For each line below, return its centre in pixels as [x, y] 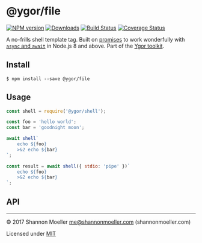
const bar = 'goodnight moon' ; [45, 128]
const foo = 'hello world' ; [41, 122]
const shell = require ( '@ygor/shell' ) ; [56, 111]
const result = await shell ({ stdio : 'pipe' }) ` [68, 166]
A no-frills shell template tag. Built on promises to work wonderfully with [96, 39]
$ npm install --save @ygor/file [48, 79]
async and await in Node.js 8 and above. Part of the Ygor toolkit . [85, 46]
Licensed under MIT [31, 234]
